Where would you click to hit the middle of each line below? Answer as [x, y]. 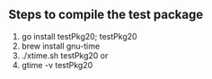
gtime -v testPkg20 [57, 65]
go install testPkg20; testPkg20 [79, 36]
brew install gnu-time [61, 46]
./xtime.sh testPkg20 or [65, 55]
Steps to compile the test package [106, 15]
